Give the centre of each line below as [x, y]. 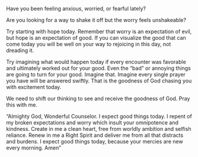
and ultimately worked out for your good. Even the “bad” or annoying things [98, 68]
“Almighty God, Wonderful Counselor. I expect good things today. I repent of [99, 116]
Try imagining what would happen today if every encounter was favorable [96, 62]
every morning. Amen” [33, 148]
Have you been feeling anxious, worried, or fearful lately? [76, 9]
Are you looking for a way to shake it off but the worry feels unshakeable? [96, 20]
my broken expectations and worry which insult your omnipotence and [92, 123]
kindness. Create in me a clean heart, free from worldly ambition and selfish [99, 129]
